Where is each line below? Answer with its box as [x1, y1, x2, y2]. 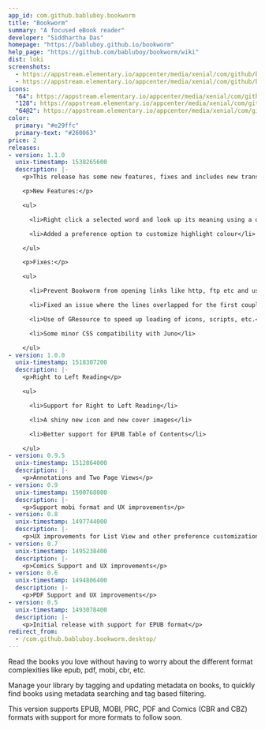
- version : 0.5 [8, 598, 58, 606]
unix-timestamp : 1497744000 [15, 518, 108, 526]
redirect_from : [8, 628, 58, 636]
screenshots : [8, 63, 51, 71]
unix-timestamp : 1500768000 [15, 489, 108, 496]
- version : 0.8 [8, 511, 58, 518]
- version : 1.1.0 [8, 151, 65, 159]
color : [8, 114, 30, 122]
